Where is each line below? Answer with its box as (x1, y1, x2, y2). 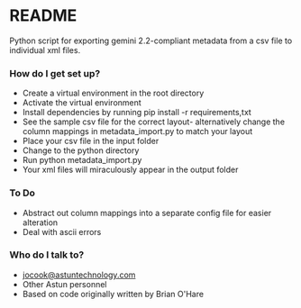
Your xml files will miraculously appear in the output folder (22, 164, 239, 176)
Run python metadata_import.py (22, 155, 142, 166)
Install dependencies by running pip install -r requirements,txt (22, 107, 252, 118)
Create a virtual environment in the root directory (22, 87, 205, 99)
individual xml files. (9, 44, 81, 55)
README (9, 5, 78, 26)
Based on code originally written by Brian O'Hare (22, 288, 205, 299)
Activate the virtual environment (22, 97, 141, 108)
